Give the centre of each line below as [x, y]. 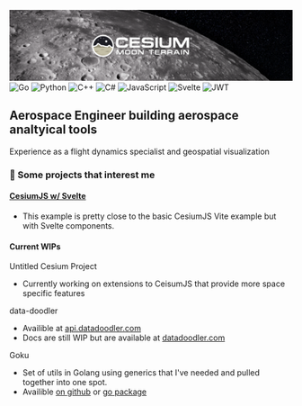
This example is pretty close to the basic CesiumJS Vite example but [149, 216]
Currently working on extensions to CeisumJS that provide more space [154, 284]
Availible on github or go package [84, 392]
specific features [53, 293]
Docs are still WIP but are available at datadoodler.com [124, 338]
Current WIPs [35, 246]
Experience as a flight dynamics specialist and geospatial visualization [139, 151]
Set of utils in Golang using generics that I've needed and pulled [141, 373]
